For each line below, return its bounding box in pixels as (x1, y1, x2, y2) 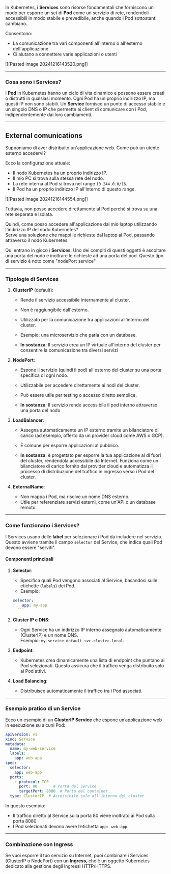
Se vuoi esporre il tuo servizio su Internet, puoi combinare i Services (5, 853, 149, 859)
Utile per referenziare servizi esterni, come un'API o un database (20, 499, 156, 505)
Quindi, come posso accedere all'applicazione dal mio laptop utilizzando (5, 221, 157, 227)
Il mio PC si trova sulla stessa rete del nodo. (12, 175, 104, 181)
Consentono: (5, 31, 33, 36)
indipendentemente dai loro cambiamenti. (5, 112, 93, 118)
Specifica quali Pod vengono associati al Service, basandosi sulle (20, 577, 158, 583)
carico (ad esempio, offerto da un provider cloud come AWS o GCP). (20, 432, 164, 439)
